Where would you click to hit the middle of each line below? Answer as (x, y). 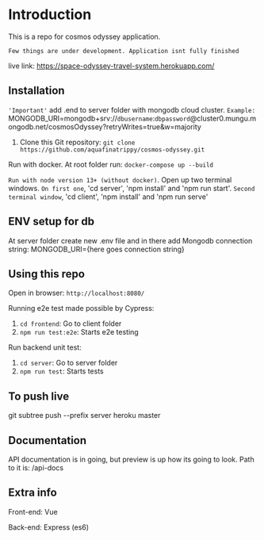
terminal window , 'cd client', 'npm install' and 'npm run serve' (108, 197)
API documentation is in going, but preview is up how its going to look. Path (132, 459)
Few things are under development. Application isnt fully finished (124, 51)
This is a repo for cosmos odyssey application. (84, 36)
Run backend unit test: (45, 347)
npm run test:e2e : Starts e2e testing (79, 332)
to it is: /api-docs (36, 468)
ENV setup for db (52, 222)
